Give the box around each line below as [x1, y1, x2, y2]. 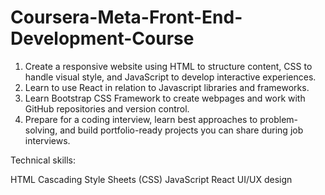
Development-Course [10, 27, 195, 50]
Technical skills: [10, 154, 77, 166]
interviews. [24, 134, 71, 146]
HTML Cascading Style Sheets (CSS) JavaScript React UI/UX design [10, 173, 293, 185]
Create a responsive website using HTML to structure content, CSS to [24, 60, 313, 72]
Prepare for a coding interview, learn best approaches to [24, 113, 258, 125]
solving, [24, 124, 58, 136]
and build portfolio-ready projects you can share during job [59, 124, 304, 136]
